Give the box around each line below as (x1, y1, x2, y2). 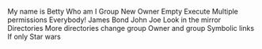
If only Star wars (7, 32, 61, 41)
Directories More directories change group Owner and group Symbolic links (7, 24, 255, 32)
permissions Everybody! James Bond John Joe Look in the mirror (7, 15, 222, 24)
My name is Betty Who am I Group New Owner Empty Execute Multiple (7, 7, 239, 16)
